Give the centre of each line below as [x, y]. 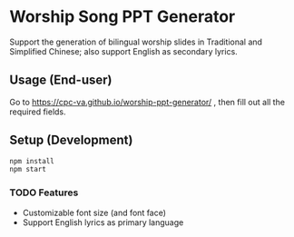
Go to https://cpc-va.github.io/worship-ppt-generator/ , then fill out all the [147, 102]
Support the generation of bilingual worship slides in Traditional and [136, 42]
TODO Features [44, 193]
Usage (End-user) [61, 80]
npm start [28, 170]
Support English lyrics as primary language [103, 222]
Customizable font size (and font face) [94, 212]
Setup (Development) [71, 140]
